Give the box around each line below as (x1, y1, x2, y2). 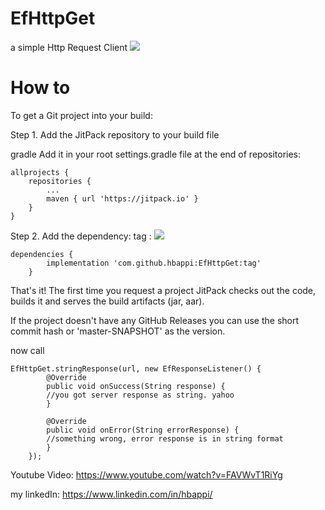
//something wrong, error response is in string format (46, 433, 284, 444)
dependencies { (10, 249, 74, 259)
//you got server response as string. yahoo (46, 390, 235, 400)
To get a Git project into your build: (10, 109, 153, 121)
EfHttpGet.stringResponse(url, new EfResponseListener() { (10, 363, 262, 374)
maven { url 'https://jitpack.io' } (46, 193, 199, 204)
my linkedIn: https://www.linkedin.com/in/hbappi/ (10, 488, 213, 500)
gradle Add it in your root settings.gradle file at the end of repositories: (10, 148, 302, 160)
